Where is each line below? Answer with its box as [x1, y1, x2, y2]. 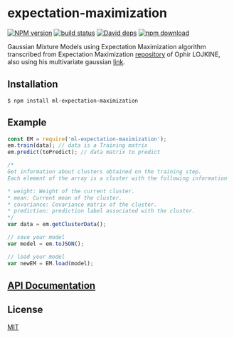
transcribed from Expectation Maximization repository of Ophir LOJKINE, [7, 50, 220, 58]
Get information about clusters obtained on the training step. [7, 168, 202, 175]
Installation [7, 78, 58, 91]
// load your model [7, 253, 65, 260]
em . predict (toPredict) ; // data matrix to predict [7, 148, 161, 156]
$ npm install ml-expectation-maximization [7, 97, 139, 104]
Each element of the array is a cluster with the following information [7, 175, 228, 182]
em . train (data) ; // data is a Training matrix [7, 142, 148, 149]
